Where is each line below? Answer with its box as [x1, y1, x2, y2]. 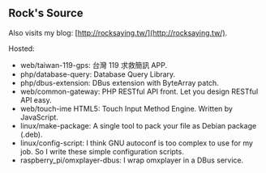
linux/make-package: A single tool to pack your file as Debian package [19, 120, 257, 130]
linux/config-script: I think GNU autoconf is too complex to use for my [19, 137, 254, 148]
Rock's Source [8, 6, 84, 20]
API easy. [19, 95, 52, 104]
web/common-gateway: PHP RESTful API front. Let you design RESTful [19, 86, 259, 96]
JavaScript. [19, 112, 59, 122]
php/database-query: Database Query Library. [19, 69, 176, 79]
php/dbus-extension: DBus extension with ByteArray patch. [19, 78, 219, 87]
